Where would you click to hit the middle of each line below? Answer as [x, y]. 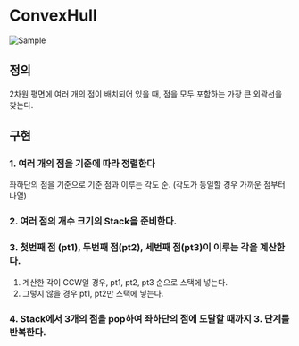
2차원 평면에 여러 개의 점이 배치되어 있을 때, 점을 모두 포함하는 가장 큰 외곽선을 [146, 94]
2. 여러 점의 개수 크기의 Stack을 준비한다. [93, 222]
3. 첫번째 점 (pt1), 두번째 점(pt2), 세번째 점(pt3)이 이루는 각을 [133, 248]
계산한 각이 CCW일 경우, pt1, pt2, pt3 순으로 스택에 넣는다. [125, 282]
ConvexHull [54, 16]
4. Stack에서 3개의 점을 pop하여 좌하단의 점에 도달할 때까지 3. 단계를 [149, 318]
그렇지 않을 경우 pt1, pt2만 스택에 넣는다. [93, 293]
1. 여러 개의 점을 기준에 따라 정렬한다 [83, 164]
